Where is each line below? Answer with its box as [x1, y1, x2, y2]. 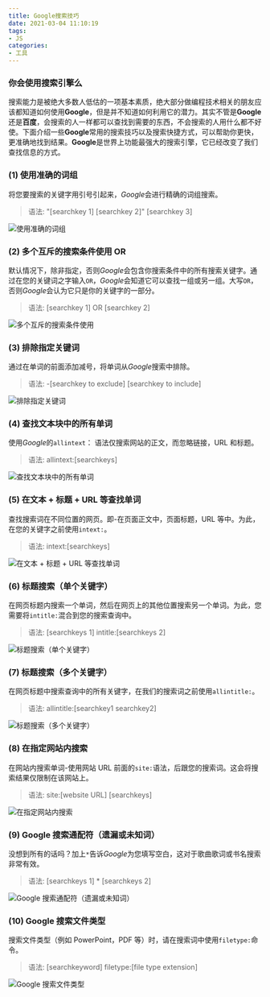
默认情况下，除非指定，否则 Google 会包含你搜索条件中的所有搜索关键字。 [8, 265, 251, 275]
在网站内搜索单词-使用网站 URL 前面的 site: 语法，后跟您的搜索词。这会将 [8, 763, 252, 772]
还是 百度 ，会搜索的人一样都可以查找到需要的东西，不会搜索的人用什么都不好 [8, 118, 262, 127]
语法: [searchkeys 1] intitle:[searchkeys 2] [27, 627, 166, 637]
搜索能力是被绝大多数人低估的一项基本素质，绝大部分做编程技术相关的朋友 [8, 97, 255, 107]
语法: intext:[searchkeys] [27, 541, 110, 551]
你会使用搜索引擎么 [8, 77, 83, 89]
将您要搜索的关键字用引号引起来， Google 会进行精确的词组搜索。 [8, 189, 223, 199]
